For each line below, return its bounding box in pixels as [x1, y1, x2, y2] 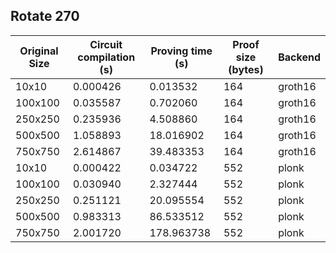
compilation [77, 50, 136, 64]
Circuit [89, 37, 123, 51]
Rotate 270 [10, 8, 80, 25]
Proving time [150, 44, 213, 58]
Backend [278, 50, 321, 64]
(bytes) [228, 62, 264, 76]
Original [19, 44, 59, 58]
